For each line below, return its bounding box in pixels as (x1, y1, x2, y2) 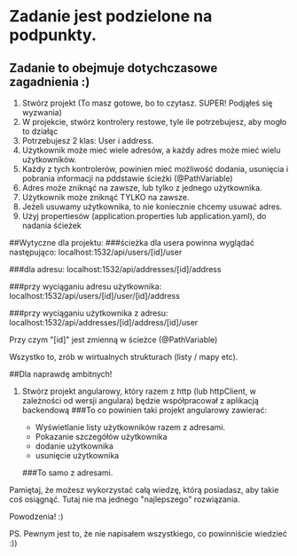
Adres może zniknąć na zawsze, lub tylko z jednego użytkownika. (21, 183, 263, 192)
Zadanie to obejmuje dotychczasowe (9, 60, 218, 75)
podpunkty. (9, 25, 98, 45)
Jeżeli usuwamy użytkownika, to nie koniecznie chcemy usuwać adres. (21, 201, 283, 212)
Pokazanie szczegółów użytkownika (35, 432, 168, 442)
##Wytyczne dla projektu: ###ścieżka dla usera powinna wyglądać (9, 238, 255, 247)
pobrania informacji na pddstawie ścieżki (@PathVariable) (21, 173, 233, 184)
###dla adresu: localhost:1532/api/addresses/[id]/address (9, 264, 222, 274)
